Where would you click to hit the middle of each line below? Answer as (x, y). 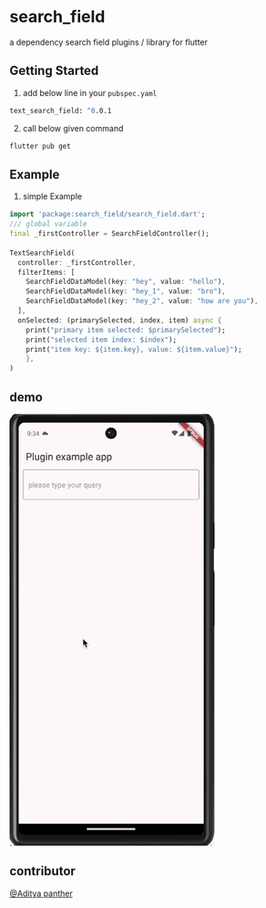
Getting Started (54, 71)
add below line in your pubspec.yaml (90, 92)
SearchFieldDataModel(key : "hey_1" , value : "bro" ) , (126, 291)
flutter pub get (40, 146)
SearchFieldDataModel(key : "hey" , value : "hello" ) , (126, 282)
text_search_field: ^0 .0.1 (61, 111)
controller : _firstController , (77, 262)
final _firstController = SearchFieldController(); (109, 234)
